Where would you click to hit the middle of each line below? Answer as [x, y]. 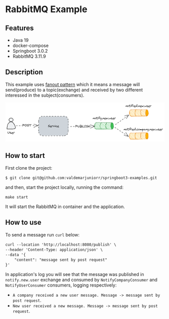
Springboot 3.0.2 [30, 51]
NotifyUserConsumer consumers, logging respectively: [61, 285]
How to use [23, 223]
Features [19, 28]
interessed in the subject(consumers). [45, 95]
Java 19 [20, 40]
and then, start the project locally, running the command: [65, 187]
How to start [25, 156]
